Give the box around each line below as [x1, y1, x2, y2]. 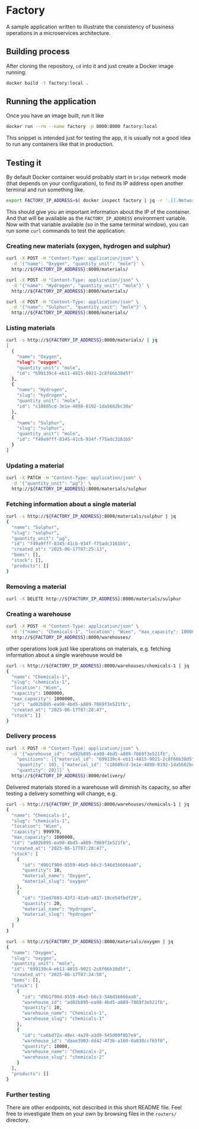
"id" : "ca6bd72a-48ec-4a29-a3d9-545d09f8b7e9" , [21, 1032, 142, 1038]
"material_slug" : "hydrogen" [21, 912, 94, 918]
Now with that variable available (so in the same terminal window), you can [6, 221, 189, 228]
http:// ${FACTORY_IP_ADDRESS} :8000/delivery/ [11, 773, 126, 779]
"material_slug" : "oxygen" [21, 878, 89, 884]
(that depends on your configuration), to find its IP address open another [6, 180, 184, 187]
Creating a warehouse [6, 610, 71, 618]
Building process [6, 47, 70, 57]
